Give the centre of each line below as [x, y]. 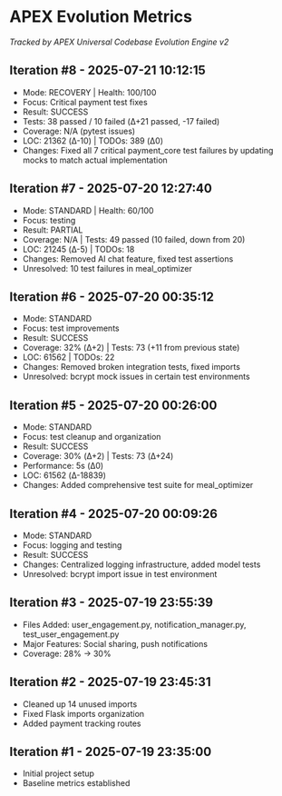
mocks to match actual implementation [95, 160]
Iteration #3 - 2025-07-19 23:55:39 [111, 603]
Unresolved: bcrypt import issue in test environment [120, 574]
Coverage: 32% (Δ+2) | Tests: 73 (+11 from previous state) [131, 348]
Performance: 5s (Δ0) [63, 466]
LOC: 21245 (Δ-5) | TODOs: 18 [78, 249]
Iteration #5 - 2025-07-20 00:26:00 [113, 405]
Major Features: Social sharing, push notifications [115, 643]
